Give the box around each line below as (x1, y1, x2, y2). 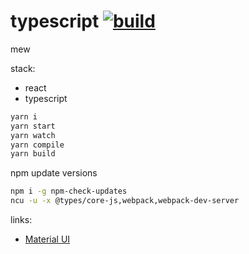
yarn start (10, 121, 56, 131)
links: (10, 214, 33, 226)
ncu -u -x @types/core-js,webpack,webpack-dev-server (10, 196, 240, 206)
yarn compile (10, 140, 65, 150)
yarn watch (10, 130, 56, 140)
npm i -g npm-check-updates (10, 186, 128, 197)
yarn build (10, 149, 56, 159)
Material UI (24, 233, 71, 245)
